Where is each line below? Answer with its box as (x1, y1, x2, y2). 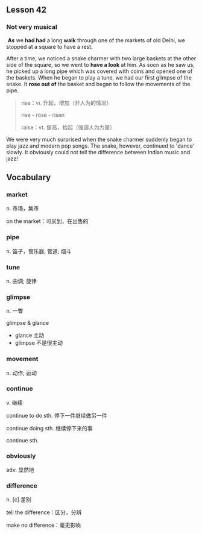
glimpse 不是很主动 (14, 339, 63, 347)
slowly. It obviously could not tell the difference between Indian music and (6, 148, 191, 155)
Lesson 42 (6, 5, 47, 15)
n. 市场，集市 (6, 205, 39, 212)
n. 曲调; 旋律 (6, 277, 37, 284)
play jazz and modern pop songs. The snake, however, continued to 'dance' (6, 142, 195, 149)
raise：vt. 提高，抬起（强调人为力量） (21, 124, 116, 131)
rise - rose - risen (21, 111, 65, 118)
